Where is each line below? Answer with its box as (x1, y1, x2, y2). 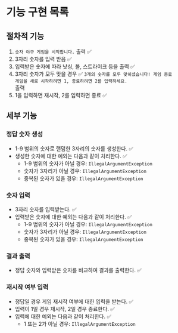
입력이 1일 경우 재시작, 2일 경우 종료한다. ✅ (14, 305, 115, 312)
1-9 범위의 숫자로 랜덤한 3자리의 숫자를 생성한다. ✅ (14, 144, 134, 152)
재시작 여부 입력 (6, 283, 49, 291)
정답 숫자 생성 (6, 130, 43, 138)
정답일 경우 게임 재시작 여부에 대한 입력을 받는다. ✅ (14, 298, 134, 305)
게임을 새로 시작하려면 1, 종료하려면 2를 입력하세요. (14, 78, 128, 84)
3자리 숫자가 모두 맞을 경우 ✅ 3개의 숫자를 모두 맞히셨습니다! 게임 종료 (14, 70, 173, 78)
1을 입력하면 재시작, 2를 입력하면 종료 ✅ (14, 92, 107, 98)
